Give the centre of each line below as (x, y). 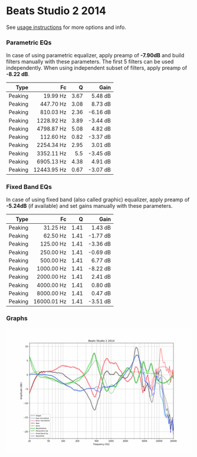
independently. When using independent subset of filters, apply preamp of (97, 68)
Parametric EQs (29, 43)
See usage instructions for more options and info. (66, 27)
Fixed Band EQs (29, 187)
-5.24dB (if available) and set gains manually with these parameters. (89, 206)
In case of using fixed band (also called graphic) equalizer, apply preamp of (98, 200)
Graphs (17, 318)
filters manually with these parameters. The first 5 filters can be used (90, 62)
